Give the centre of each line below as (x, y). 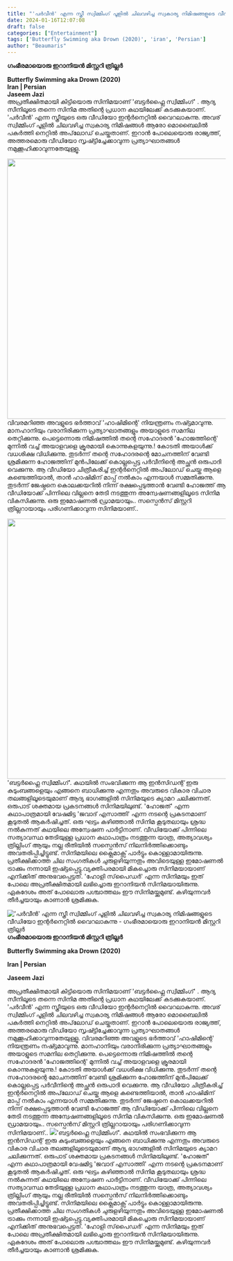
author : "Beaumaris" (37, 46)
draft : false (26, 26)
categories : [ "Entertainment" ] (52, 33)
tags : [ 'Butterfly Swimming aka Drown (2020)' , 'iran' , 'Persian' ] (107, 40)
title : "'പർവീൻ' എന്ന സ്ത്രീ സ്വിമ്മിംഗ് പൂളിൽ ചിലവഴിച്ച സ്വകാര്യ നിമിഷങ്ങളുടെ (111, 14)
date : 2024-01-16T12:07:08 (46, 20)
